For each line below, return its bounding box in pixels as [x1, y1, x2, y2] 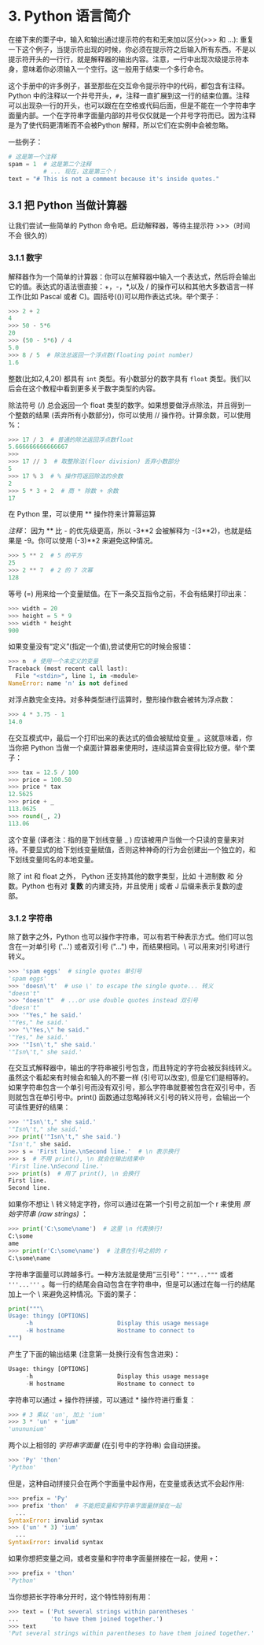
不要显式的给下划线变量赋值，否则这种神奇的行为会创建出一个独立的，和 [21, 844, 256, 854]
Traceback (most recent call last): [8, 665, 128, 673]
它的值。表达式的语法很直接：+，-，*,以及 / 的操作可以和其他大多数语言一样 [8, 281, 254, 291]
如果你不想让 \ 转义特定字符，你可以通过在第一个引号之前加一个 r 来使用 [8, 1199, 242, 1209]
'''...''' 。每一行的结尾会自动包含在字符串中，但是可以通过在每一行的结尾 [8, 1279, 255, 1288]
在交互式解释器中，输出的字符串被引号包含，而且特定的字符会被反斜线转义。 [8, 1063, 256, 1073]
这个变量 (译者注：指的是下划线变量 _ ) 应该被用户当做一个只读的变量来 [8, 835, 238, 844]
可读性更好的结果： [8, 1102, 71, 1112]
